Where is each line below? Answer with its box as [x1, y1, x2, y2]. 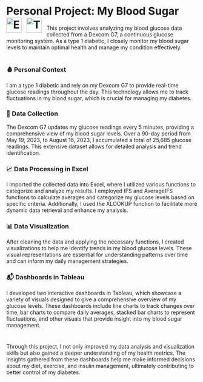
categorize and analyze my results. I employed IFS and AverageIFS [6, 187, 173, 195]
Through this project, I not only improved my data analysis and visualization [6, 343, 195, 350]
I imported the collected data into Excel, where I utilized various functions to [6, 181, 196, 188]
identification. [6, 149, 41, 156]
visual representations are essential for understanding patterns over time [6, 251, 188, 259]
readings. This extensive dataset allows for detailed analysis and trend [6, 143, 182, 150]
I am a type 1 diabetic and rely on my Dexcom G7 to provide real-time [6, 81, 179, 89]
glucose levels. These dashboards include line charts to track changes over [6, 302, 195, 309]
